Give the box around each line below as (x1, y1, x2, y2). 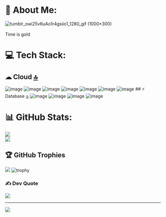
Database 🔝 (5, 93, 29, 99)
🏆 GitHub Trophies (5, 151, 66, 160)
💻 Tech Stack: (5, 49, 66, 61)
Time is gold (5, 31, 31, 37)
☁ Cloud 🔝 (5, 73, 38, 81)
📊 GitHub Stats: (5, 112, 73, 123)
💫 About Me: (5, 4, 57, 16)
